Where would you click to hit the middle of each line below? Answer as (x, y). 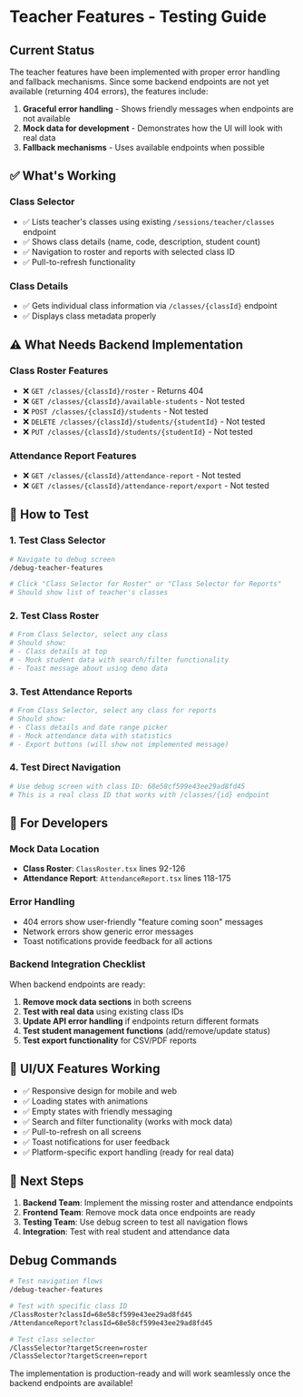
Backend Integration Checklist (78, 964)
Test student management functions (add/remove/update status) (146, 1030)
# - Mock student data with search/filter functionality (119, 660)
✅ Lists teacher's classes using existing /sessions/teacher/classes (148, 221)
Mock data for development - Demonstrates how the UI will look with (152, 128)
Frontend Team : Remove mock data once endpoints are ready (139, 1213)
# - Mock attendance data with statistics (91, 736)
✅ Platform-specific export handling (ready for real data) (128, 1152)
